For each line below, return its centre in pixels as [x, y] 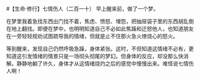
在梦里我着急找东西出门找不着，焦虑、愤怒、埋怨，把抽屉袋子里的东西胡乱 [97, 21]
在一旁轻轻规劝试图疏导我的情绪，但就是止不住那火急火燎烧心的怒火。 [92, 36]
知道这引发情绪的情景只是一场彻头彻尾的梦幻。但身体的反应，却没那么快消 [97, 56]
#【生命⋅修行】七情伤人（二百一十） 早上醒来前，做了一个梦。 [82, 9]
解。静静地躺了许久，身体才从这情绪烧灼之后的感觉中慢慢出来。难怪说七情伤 [100, 63]
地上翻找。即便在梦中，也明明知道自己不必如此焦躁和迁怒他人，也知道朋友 [102, 29]
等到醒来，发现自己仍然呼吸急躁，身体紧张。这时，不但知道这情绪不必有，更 [100, 49]
